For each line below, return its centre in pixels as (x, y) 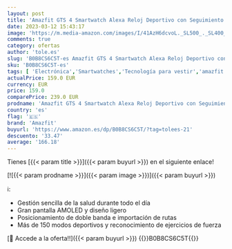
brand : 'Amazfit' (32, 123)
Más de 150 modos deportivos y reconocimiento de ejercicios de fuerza (119, 225)
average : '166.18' (33, 142)
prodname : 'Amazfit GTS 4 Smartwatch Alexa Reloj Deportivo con (101, 104)
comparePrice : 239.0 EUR (43, 98)
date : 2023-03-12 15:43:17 (46, 26)
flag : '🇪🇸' (24, 116)
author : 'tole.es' (33, 53)
